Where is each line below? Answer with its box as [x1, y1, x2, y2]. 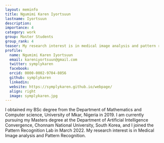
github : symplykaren [9, 75, 51, 80]
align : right [9, 89, 36, 94]
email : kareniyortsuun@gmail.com [9, 57, 78, 62]
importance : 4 [5, 25, 34, 30]
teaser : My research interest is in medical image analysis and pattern [5, 43, 156, 48]
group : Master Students [5, 35, 54, 40]
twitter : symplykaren [9, 61, 54, 66]
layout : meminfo [5, 7, 38, 12]
